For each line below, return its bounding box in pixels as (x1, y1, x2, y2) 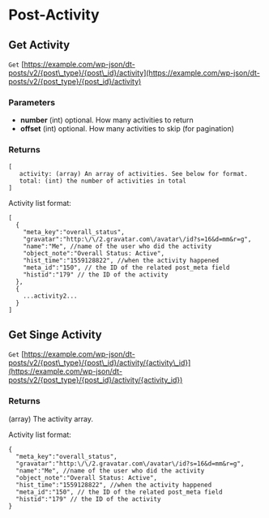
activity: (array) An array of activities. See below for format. (19, 169, 249, 178)
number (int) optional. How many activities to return (19, 115, 194, 125)
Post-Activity (8, 6, 100, 24)
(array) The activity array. (8, 413, 94, 423)
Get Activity (8, 38, 70, 52)
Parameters (8, 96, 55, 108)
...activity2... (23, 292, 79, 300)
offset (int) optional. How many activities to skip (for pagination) (19, 124, 235, 134)
